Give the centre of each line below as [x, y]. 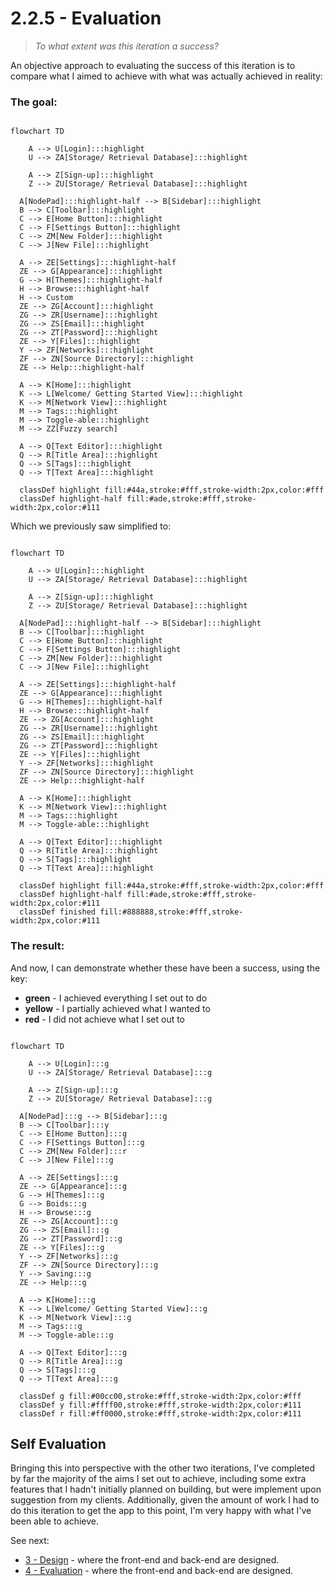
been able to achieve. [55, 1521]
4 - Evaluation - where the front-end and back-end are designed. [159, 1571]
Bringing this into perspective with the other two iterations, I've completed [163, 1468]
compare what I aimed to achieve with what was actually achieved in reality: [166, 76]
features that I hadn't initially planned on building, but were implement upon [166, 1489]
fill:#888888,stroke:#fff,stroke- [171, 912]
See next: [30, 1541]
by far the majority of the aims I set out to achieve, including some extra [158, 1479]
